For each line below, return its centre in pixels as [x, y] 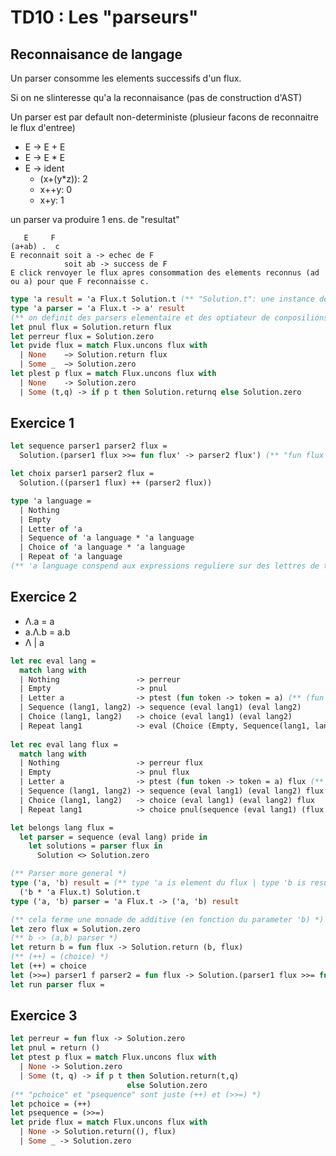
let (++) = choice [48, 966]
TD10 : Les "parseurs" [104, 17]
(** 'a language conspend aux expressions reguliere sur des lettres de [165, 566]
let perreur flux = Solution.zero [82, 336]
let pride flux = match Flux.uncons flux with [109, 1122]
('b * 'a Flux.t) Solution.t [80, 892]
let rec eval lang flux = [64, 744]
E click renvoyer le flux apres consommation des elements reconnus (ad [165, 273]
